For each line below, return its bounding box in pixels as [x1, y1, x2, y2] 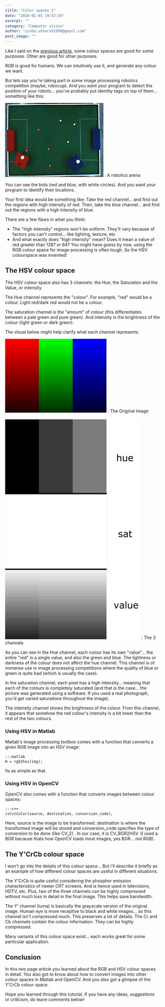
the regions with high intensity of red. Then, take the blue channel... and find [5, 202, 160, 208]
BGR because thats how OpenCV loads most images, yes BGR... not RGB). [5, 836, 155, 842]
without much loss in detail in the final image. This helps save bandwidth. [5, 893, 153, 900]
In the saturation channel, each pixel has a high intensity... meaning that [5, 679, 150, 686]
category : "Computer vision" [5, 24, 65, 29]
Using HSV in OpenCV [5, 780, 59, 787]
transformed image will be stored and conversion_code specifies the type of [5, 825, 160, 831]
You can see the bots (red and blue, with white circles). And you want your [5, 182, 156, 187]
